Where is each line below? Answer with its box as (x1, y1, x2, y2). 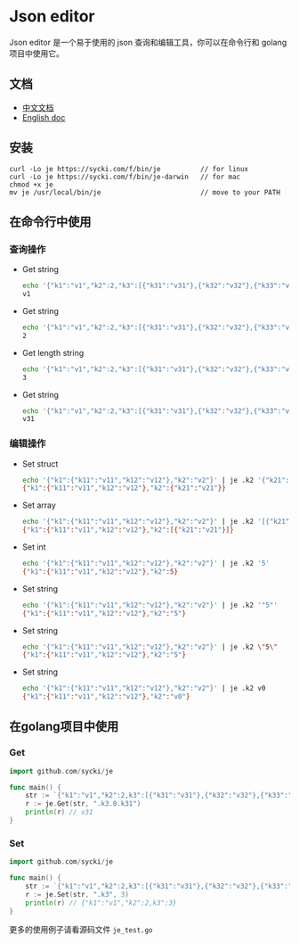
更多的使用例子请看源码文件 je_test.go (9, 923, 153, 934)
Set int (21, 542, 46, 552)
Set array (21, 500, 56, 510)
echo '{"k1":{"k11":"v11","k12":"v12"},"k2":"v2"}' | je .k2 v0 (21, 684, 266, 693)
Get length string (21, 347, 85, 358)
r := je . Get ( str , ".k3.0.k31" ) (25, 799, 141, 808)
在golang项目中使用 (9, 719, 119, 734)
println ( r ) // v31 (25, 807, 93, 817)
